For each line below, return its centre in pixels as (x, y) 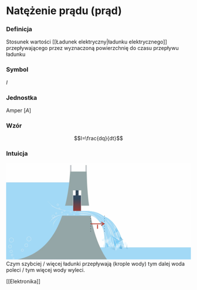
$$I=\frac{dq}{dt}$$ (98, 139)
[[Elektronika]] (23, 281)
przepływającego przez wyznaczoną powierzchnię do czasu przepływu (92, 48)
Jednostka (22, 97)
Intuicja (17, 154)
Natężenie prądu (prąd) (64, 11)
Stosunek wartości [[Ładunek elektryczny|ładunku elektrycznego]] (86, 42)
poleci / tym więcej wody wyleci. (45, 270)
